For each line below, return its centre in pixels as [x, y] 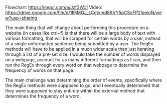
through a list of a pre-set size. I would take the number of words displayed [83, 54]
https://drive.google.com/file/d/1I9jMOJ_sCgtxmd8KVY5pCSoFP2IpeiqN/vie [83, 13]
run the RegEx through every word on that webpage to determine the [76, 65]
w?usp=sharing [21, 18]
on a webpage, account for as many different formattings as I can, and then [83, 60]
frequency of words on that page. [40, 70]
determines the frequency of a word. [43, 96]
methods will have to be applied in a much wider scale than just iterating [80, 49]
